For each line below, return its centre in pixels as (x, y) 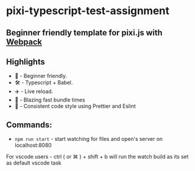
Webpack (24, 42)
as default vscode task (34, 163)
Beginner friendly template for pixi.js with (84, 33)
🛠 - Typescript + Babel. (44, 83)
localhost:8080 (33, 145)
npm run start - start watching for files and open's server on (89, 139)
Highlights (26, 62)
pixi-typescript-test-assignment (88, 11)
